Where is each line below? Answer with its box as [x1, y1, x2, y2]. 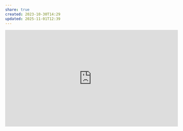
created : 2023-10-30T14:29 [5, 12, 61, 17]
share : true [5, 7, 30, 12]
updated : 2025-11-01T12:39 [5, 16, 61, 21]
